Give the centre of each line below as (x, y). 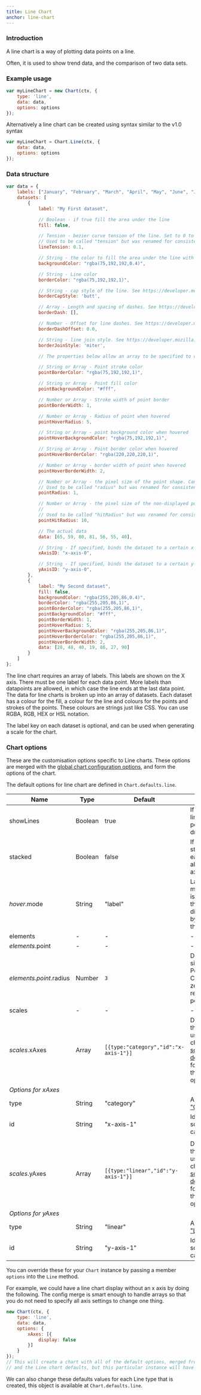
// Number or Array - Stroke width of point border (104, 400)
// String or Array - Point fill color (88, 384)
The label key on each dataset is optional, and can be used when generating (100, 725)
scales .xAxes (28, 1050)
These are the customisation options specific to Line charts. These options (98, 760)
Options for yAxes (34, 1213)
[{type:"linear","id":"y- (141, 1171)
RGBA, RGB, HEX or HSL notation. (48, 714)
